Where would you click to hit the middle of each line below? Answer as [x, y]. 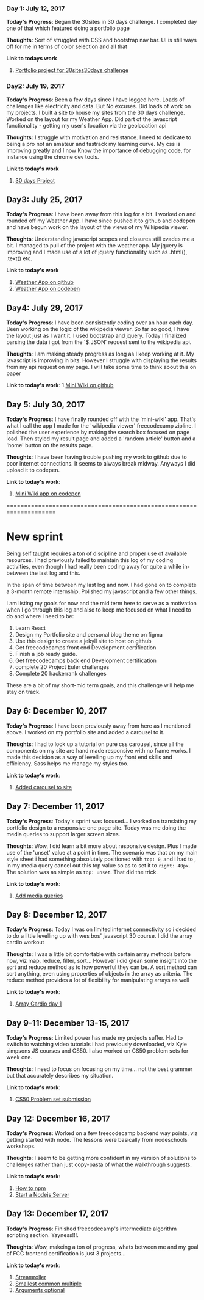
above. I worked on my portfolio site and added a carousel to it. [86, 732]
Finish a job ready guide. [46, 654]
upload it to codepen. [33, 470]
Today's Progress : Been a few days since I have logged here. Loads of [95, 100]
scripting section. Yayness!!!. [43, 1235]
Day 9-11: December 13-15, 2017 [68, 1023]
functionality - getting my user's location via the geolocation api [86, 125]
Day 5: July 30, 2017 [46, 404]
